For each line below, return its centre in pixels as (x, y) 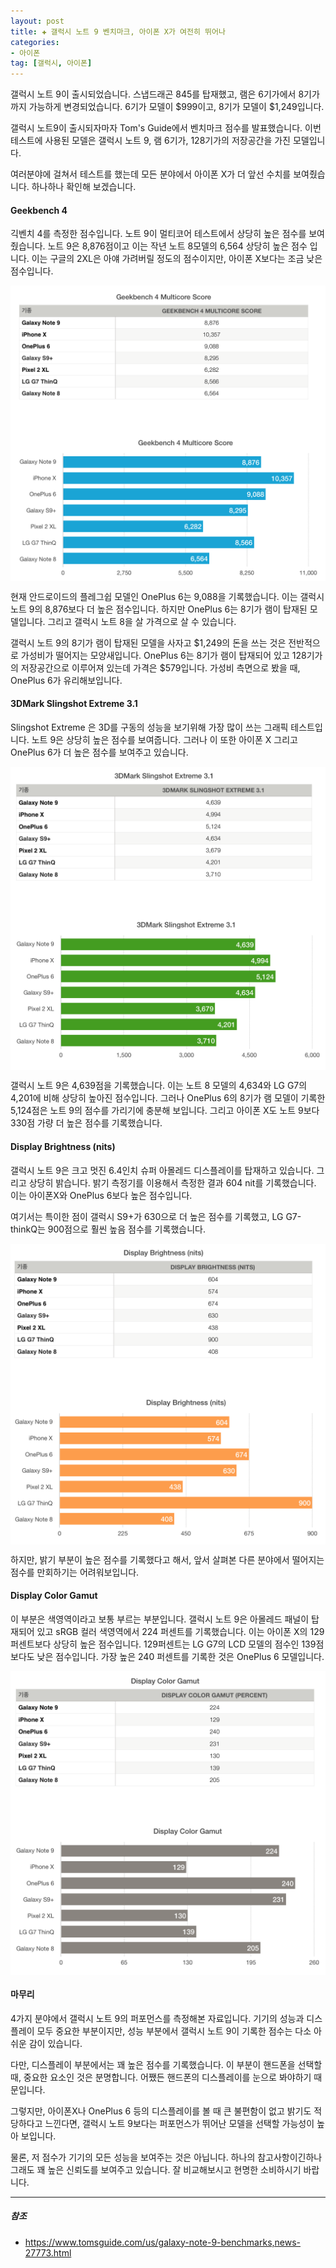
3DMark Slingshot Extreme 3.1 (74, 704)
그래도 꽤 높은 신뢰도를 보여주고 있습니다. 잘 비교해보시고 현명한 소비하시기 (156, 2169)
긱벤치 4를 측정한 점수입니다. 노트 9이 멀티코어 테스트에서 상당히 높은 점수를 (158, 234)
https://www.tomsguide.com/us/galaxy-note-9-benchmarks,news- (163, 2242)
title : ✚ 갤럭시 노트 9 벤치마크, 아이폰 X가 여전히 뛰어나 (118, 31)
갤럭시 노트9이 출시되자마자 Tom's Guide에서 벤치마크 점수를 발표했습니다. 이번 (166, 128)
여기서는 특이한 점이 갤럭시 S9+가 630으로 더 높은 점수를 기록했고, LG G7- (156, 1216)
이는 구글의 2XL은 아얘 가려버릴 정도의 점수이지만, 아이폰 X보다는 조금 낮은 (177, 259)
